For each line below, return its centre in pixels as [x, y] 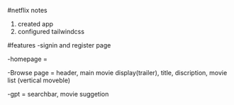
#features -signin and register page [59, 45]
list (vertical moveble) [39, 80]
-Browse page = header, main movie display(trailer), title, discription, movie [117, 73]
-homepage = [28, 59]
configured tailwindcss [51, 32]
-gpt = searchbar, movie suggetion [58, 94]
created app [35, 24]
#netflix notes [27, 10]
